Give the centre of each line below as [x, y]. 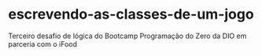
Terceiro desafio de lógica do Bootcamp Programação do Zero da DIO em [127, 36]
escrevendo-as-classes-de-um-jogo [131, 14]
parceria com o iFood [42, 44]
